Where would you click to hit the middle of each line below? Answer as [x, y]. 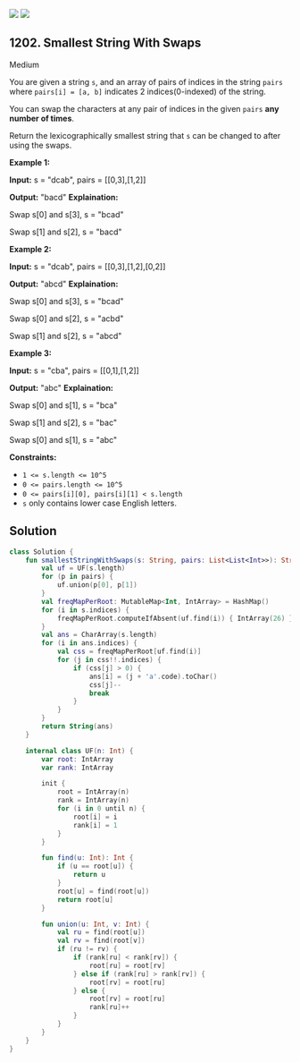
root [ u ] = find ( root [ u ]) [103, 891]
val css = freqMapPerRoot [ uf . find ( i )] [129, 652]
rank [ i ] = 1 [95, 825]
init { [54, 784]
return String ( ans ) [78, 726]
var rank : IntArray [78, 768]
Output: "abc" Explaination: [62, 387]
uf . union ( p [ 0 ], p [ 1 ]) [97, 585]
